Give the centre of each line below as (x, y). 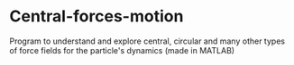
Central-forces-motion (96, 16)
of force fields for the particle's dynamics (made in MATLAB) (122, 50)
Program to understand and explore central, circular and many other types (147, 41)
